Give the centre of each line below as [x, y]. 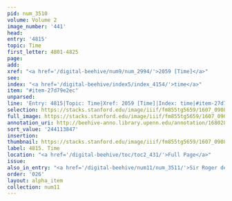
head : [15, 33]
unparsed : [21, 97]
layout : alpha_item [35, 180]
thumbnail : [23, 142]
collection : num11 [33, 187]
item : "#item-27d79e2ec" [43, 90]
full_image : [24, 116]
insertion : [23, 135]
